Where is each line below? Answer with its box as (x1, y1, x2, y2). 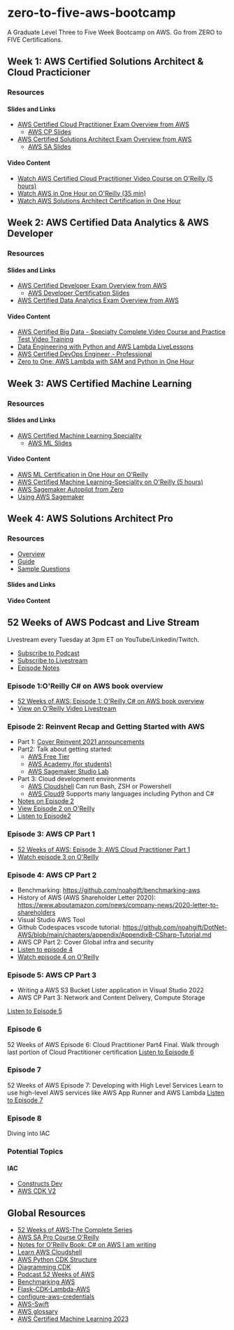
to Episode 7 (7, 1095, 43, 1104)
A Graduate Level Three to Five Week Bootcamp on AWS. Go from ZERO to (7, 28, 222, 36)
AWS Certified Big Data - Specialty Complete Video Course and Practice (17, 328, 226, 336)
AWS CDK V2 (17, 1187, 57, 1195)
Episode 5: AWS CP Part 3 (7, 970, 96, 979)
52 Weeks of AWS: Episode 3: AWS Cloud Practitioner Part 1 (17, 845, 191, 854)
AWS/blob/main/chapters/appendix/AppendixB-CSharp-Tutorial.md (17, 930, 212, 939)
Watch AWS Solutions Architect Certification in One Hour (17, 196, 182, 205)
